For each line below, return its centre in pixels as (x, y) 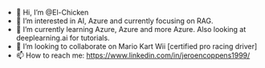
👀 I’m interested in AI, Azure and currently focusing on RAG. (115, 21)
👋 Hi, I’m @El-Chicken (52, 12)
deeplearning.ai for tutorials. (63, 38)
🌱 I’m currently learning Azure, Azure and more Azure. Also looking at (131, 29)
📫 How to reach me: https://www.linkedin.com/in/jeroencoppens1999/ (133, 55)
